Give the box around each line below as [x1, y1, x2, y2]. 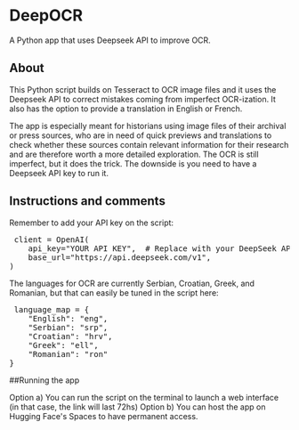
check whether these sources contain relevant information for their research [9, 139, 289, 150]
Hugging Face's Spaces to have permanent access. [9, 410, 198, 421]
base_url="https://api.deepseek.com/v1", [28, 252, 212, 263]
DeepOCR [9, 5, 83, 26]
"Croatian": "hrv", [28, 331, 113, 341]
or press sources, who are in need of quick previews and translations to [9, 130, 272, 141]
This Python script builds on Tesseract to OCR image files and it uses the [9, 84, 277, 94]
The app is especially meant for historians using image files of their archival [9, 120, 287, 131]
